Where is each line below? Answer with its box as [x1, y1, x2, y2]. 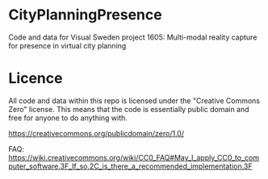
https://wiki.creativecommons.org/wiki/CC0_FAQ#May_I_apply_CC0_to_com [8, 152, 260, 162]
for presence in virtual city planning [8, 40, 127, 50]
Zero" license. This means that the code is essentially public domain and [8, 104, 249, 114]
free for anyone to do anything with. [8, 113, 128, 123]
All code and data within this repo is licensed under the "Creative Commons [8, 95, 261, 106]
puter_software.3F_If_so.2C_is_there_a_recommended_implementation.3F [8, 161, 253, 171]
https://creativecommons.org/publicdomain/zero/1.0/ [8, 128, 184, 138]
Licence [8, 69, 63, 88]
